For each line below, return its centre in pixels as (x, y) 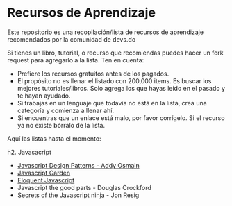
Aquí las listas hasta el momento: (55, 138)
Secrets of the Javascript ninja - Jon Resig (78, 195)
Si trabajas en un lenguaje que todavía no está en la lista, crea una (112, 103)
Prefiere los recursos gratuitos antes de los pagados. (93, 74)
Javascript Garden (44, 173)
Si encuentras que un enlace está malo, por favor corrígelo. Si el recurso (121, 118)
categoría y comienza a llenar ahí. (66, 110)
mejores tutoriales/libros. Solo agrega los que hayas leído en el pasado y (121, 88)
